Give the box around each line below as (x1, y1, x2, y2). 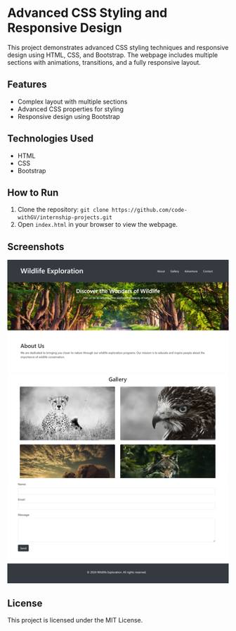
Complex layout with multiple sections (17, 97, 128, 106)
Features (7, 79, 47, 91)
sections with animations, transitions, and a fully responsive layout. (7, 58, 202, 66)
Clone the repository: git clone (17, 206, 109, 214)
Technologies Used (7, 132, 93, 145)
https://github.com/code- (111, 206, 188, 214)
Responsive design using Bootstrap (17, 112, 121, 120)
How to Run (7, 187, 59, 199)
